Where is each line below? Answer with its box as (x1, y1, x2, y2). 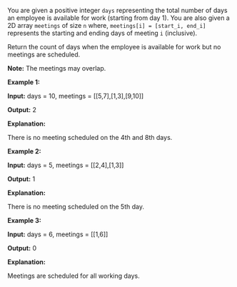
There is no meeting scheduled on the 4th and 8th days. (7, 134, 173, 141)
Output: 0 (7, 244, 37, 252)
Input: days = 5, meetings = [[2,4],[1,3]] (7, 161, 124, 169)
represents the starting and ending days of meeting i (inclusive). (7, 29, 198, 37)
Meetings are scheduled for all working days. (7, 271, 141, 280)
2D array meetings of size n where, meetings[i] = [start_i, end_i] (7, 21, 206, 29)
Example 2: (7, 147, 41, 156)
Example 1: (7, 78, 41, 86)
